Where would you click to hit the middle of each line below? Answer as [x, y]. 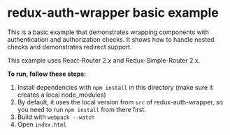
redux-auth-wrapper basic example [113, 13]
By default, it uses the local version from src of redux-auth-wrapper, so [120, 102]
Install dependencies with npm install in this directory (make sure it [115, 87]
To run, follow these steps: [47, 74]
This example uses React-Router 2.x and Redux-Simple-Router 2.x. [104, 60]
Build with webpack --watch [56, 117]
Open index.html [42, 124]
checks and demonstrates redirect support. [70, 47]
